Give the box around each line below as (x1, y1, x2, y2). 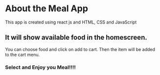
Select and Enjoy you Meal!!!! (5, 64, 76, 71)
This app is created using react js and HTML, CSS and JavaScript (5, 19, 137, 25)
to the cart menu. (5, 51, 40, 57)
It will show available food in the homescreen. (5, 33, 148, 42)
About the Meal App (5, 3, 88, 14)
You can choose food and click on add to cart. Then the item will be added (5, 46, 156, 52)
